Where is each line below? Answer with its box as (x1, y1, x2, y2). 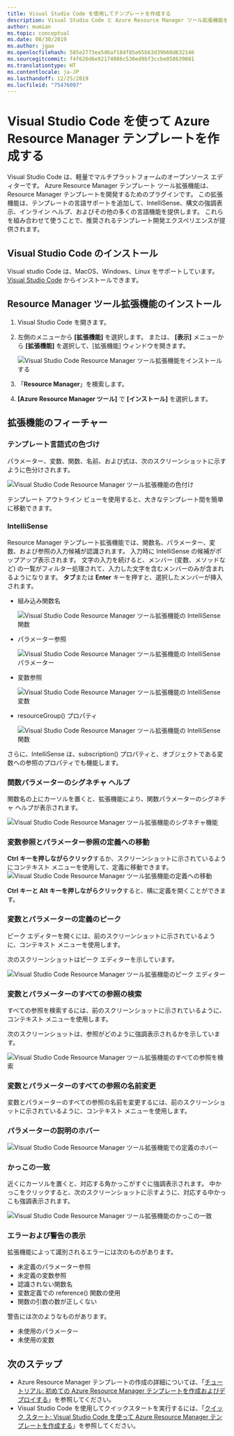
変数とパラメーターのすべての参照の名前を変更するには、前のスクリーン (7, 1098, 214, 1107)
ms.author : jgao (7, 42, 54, 49)
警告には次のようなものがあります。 (7, 1312, 111, 1320)
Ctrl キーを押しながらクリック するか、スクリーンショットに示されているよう (7, 854, 227, 863)
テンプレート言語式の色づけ (7, 439, 100, 449)
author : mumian (7, 23, 52, 30)
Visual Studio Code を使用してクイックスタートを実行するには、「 (17, 1404, 205, 1412)
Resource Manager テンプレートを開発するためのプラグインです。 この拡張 (7, 190, 223, 198)
